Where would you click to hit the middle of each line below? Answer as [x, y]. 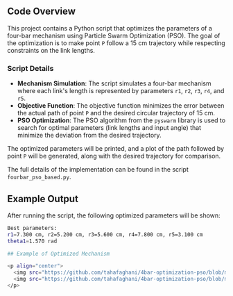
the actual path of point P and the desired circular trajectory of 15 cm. [116, 113]
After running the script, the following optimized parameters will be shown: [114, 215]
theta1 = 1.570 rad [32, 241]
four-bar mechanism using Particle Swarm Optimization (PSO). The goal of [114, 35]
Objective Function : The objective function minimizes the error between [121, 106]
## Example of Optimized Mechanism [59, 254]
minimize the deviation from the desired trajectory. [89, 135]
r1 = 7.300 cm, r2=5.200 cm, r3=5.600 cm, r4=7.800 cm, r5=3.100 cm [105, 235]
